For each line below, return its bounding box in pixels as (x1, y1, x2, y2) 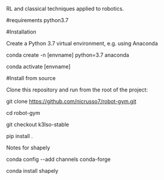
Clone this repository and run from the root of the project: (6, 86, 148, 93)
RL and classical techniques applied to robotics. (6, 5, 124, 12)
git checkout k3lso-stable (6, 121, 69, 128)
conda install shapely (6, 167, 59, 174)
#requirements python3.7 (6, 17, 69, 23)
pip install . (6, 133, 33, 139)
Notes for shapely (6, 144, 50, 151)
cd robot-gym (6, 109, 41, 116)
